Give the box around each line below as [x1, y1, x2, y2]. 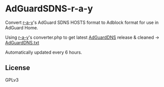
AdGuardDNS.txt [5, 39, 40, 45]
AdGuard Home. [5, 24, 38, 30]
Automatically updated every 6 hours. [5, 49, 82, 55]
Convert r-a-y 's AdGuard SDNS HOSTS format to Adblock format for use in [5, 19, 159, 25]
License [5, 64, 30, 72]
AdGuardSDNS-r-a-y [5, 3, 93, 14]
